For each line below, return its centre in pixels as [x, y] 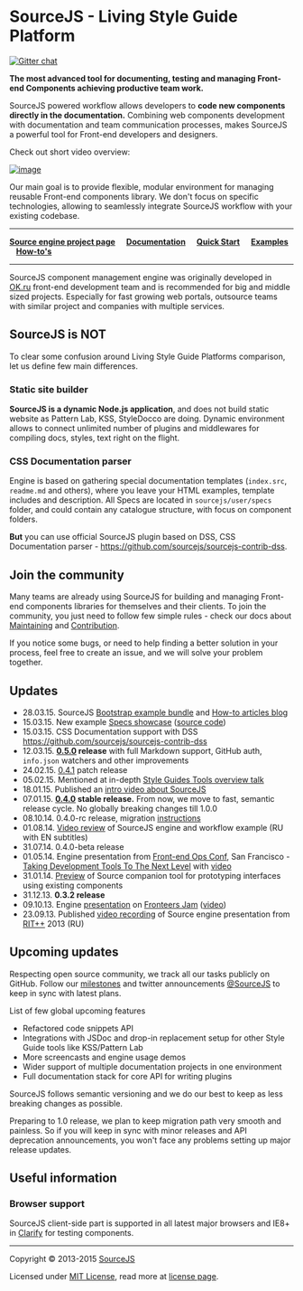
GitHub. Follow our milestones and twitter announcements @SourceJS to [145, 984]
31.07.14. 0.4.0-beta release [73, 846]
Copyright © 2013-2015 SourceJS [72, 1259]
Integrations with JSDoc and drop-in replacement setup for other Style [154, 1038]
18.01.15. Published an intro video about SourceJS [114, 789]
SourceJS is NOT [58, 335]
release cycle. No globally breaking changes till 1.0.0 [120, 808]
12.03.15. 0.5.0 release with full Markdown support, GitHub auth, [142, 750]
